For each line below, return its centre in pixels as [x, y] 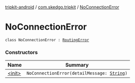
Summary [77, 65]
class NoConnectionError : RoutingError [47, 40]
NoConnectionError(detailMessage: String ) [77, 73]
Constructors [21, 52]
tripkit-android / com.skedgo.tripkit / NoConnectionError [62, 7]
